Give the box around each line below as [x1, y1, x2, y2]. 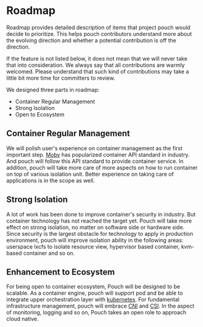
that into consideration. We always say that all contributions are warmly [6, 61, 185, 69]
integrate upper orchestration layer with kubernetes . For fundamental [6, 296, 180, 303]
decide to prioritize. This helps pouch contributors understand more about [6, 30, 193, 37]
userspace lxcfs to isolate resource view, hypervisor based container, [6, 243, 181, 250]
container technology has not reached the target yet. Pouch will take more [6, 217, 192, 224]
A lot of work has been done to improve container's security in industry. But [6, 210, 196, 218]
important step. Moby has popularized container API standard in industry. [6, 151, 190, 158]
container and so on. [23, 249, 75, 256]
